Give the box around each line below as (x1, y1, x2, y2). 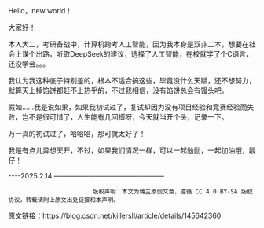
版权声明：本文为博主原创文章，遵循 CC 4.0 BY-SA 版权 (92, 188, 253, 196)
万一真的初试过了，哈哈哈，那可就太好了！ (8, 129, 146, 138)
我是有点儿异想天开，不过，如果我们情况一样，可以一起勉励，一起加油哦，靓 (8, 145, 256, 155)
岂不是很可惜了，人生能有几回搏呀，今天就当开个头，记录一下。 (21, 112, 229, 121)
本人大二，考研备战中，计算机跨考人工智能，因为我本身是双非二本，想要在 (8, 39, 249, 49)
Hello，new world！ (8, 6, 73, 15)
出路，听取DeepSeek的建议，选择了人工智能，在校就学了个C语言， (35, 50, 254, 58)
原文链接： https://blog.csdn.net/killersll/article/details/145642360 (8, 211, 222, 220)
